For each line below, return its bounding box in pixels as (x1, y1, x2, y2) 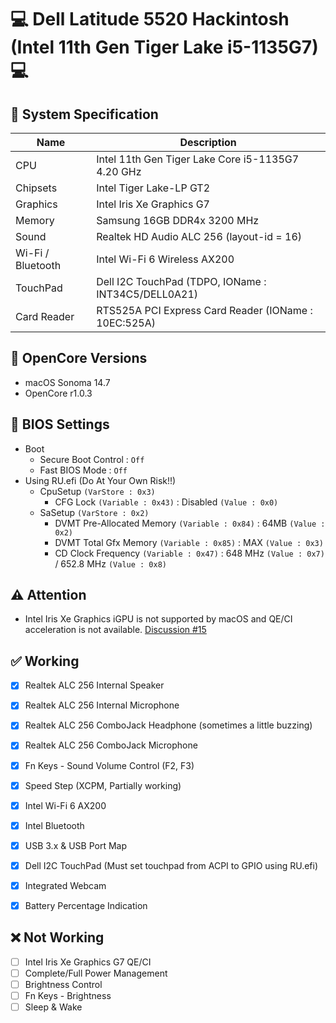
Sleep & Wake (24, 1001, 83, 1013)
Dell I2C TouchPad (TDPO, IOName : (96, 275, 267, 288)
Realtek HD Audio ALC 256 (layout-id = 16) (96, 230, 303, 243)
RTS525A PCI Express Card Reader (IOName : (96, 304, 313, 317)
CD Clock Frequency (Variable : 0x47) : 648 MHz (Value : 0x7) (54, 547, 325, 559)
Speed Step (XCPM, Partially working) (24, 779, 182, 791)
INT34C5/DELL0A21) (96, 287, 199, 301)
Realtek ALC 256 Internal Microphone (24, 699, 180, 711)
